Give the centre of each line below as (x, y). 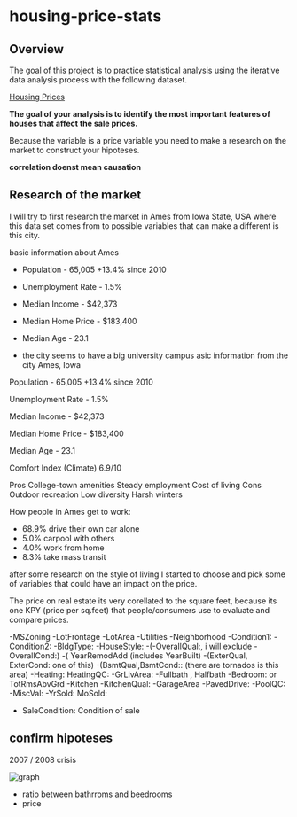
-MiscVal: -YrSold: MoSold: (59, 693)
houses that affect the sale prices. (74, 123)
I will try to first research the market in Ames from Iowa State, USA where (143, 216)
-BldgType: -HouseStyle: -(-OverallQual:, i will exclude (153, 646)
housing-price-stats (86, 16)
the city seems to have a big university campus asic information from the (155, 355)
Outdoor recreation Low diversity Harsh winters (96, 494)
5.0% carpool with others (68, 538)
